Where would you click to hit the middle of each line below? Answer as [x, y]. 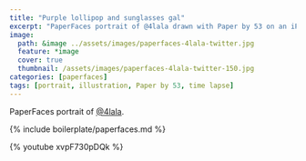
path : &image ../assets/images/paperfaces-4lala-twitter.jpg [136, 43]
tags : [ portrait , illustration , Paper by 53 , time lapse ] [122, 86]
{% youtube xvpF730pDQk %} [66, 146]
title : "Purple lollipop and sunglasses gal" [97, 18]
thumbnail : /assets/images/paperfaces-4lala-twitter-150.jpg [136, 69]
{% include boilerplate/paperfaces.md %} [88, 129]
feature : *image [48, 52]
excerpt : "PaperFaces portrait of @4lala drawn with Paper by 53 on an [148, 26]
